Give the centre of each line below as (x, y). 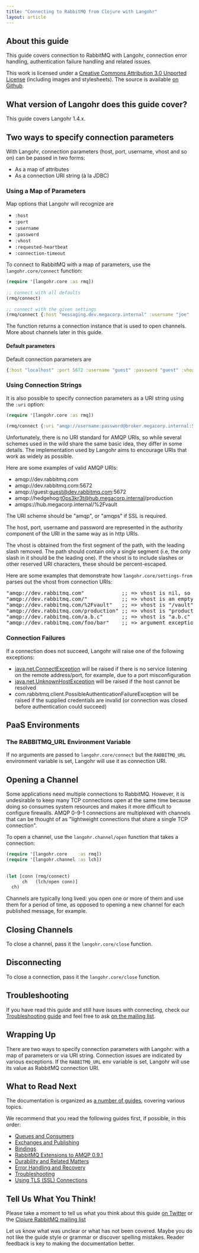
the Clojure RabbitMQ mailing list (46, 1220)
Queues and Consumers (44, 1136)
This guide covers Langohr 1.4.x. (46, 118)
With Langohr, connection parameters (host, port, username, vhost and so (97, 151)
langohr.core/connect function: (44, 271)
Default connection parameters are (49, 359)
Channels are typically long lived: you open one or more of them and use (95, 899)
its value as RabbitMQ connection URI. (53, 1068)
